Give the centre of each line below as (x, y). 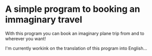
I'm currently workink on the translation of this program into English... (76, 48)
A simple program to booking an (73, 9)
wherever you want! (26, 39)
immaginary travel (44, 20)
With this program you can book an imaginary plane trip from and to (75, 33)
